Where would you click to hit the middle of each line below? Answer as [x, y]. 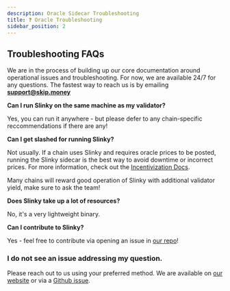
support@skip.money [39, 92]
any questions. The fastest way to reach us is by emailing [88, 85]
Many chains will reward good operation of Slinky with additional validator [111, 180]
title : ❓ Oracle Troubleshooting [55, 20]
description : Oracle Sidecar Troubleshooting [73, 13]
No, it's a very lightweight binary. [54, 214]
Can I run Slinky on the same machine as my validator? [86, 105]
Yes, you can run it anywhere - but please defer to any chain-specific [105, 119]
